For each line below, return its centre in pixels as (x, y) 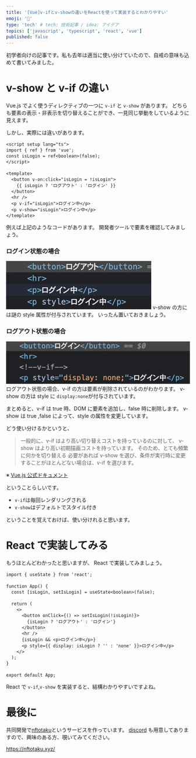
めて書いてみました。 (32, 63)
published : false (27, 37)
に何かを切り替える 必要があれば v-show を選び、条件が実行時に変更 (103, 456)
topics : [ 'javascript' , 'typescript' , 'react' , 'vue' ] (74, 31)
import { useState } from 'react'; (49, 575)
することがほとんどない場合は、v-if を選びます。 (78, 463)
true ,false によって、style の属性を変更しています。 (89, 416)
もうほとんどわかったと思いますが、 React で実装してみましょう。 (85, 563)
